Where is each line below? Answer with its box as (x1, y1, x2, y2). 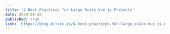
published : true (5, 16, 39, 21)
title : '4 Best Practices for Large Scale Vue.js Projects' (5, 7, 135, 12)
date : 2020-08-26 (5, 12, 42, 17)
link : (5, 21, 17, 26)
